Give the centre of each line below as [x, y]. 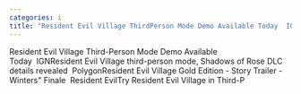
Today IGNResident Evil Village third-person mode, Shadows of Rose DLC [146, 61]
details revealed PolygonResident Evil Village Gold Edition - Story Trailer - [146, 70]
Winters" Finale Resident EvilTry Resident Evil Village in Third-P [127, 80]
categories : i [36, 17]
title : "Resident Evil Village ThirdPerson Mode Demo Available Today [144, 26]
